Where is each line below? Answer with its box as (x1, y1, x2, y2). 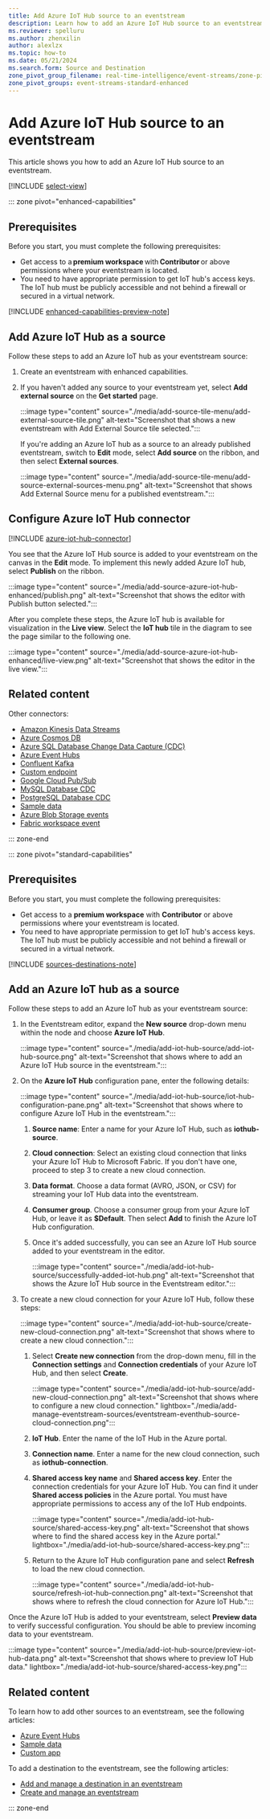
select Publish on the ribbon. (8, 566, 104, 575)
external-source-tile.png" (19, 415, 104, 425)
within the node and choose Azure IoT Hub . (19, 1028, 165, 1037)
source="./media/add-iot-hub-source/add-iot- (101, 1044, 255, 1053)
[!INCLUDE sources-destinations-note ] (8, 959, 137, 969)
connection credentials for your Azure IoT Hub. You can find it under (31, 1482, 259, 1491)
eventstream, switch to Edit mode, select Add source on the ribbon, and (19, 448, 260, 458)
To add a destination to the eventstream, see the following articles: (8, 1764, 229, 1773)
